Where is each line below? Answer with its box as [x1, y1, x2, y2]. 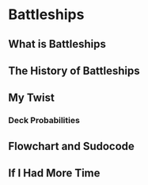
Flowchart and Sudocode [8, 139, 135, 152]
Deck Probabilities [8, 115, 81, 126]
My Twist [8, 91, 55, 105]
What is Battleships [8, 37, 107, 51]
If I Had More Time [8, 167, 101, 180]
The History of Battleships [8, 64, 140, 77]
